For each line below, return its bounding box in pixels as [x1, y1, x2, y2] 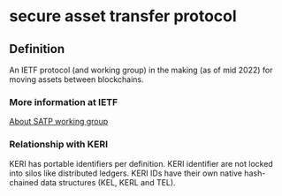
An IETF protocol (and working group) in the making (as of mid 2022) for [9, 64, 273, 75]
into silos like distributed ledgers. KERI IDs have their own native [9, 168, 243, 178]
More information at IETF [9, 95, 118, 108]
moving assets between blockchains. [9, 74, 144, 85]
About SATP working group [9, 117, 109, 127]
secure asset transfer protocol [9, 6, 237, 26]
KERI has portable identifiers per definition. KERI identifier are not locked [9, 158, 274, 169]
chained [9, 177, 39, 187]
